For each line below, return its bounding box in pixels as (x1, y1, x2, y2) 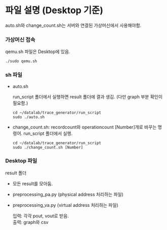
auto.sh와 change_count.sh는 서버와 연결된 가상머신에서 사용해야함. (5, 22, 142, 28)
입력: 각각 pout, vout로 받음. (12, 213, 69, 219)
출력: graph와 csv (12, 219, 49, 225)
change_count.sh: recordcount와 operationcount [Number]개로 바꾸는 (12, 124, 157, 130)
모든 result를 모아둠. (12, 180, 53, 187)
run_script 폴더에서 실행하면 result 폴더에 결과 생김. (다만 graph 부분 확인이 (12, 94, 163, 100)
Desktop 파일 (5, 157, 37, 164)
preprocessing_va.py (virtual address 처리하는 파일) (12, 202, 118, 208)
